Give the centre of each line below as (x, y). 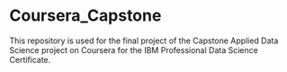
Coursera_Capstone (85, 16)
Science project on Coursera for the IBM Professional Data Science (134, 49)
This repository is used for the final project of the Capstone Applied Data (144, 40)
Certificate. (30, 59)
